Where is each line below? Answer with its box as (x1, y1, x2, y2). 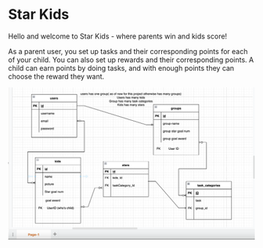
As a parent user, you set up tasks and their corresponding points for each (8, 46, 248, 56)
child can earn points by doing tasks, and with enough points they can (8, 63, 235, 72)
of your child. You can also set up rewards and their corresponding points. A (8, 55, 254, 64)
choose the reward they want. (8, 71, 105, 81)
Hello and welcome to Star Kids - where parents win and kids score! (8, 31, 228, 41)
